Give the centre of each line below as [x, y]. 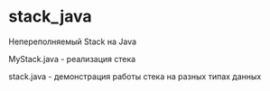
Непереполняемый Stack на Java [73, 41]
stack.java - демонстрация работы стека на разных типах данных [135, 76]
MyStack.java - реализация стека [72, 59]
